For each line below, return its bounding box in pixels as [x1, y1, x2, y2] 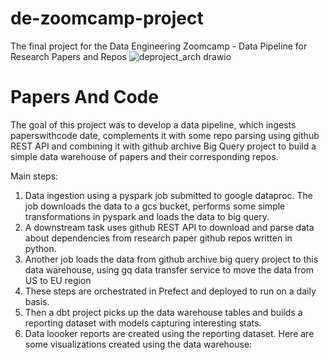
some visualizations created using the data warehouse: [24, 338, 253, 350]
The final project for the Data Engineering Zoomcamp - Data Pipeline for [10, 40, 308, 52]
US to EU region [24, 274, 92, 286]
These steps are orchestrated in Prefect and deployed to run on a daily [24, 285, 317, 297]
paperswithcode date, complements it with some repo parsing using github [10, 129, 320, 141]
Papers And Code [10, 86, 159, 109]
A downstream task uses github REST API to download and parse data [24, 221, 315, 233]
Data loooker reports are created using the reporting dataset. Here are [24, 327, 315, 339]
